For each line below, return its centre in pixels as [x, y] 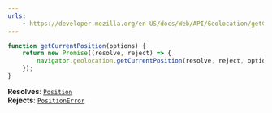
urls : [17, 16]
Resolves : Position [40, 91]
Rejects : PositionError [46, 100]
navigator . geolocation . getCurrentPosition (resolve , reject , [140, 61]
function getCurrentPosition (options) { [77, 46]
